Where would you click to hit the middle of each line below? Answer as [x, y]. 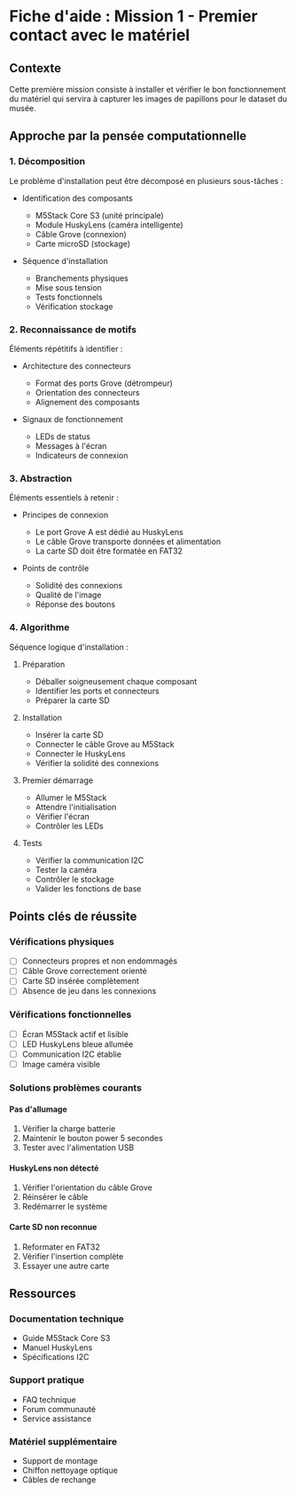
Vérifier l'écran [62, 816]
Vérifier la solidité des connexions [97, 763]
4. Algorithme [39, 627]
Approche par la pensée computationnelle [128, 136]
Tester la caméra [66, 869]
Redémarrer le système [65, 1207]
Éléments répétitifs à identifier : [66, 348]
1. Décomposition [47, 162]
